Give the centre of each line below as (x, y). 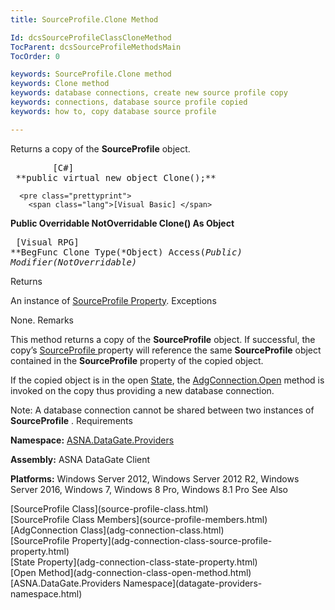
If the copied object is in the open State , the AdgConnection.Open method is (167, 380)
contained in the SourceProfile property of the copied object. (137, 360)
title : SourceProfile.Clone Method (84, 19)
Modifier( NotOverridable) (74, 262)
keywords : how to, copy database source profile (113, 111)
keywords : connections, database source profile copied (129, 102)
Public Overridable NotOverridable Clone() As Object (122, 223)
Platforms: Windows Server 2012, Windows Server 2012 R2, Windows (155, 478)
